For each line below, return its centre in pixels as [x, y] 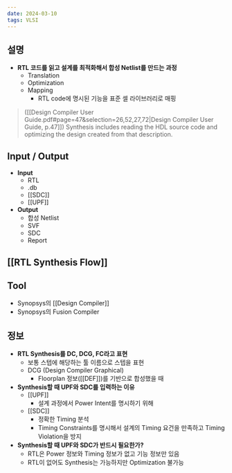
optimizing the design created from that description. [98, 134]
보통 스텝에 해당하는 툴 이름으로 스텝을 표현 [86, 363]
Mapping [40, 90]
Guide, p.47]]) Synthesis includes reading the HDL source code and [121, 127]
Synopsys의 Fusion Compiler [58, 312]
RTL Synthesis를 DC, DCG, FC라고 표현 [72, 354]
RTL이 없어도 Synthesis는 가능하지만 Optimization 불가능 [106, 463]
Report [37, 240]
